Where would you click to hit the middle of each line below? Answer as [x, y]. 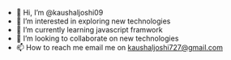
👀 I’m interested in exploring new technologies [93, 21]
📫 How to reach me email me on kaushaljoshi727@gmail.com [119, 47]
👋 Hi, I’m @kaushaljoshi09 [60, 13]
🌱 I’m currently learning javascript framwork [90, 30]
